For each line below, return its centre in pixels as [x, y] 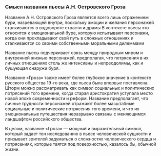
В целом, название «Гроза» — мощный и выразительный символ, [74, 129]
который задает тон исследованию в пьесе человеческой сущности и [78, 134]
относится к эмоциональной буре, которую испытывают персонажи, [77, 33]
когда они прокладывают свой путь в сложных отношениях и [69, 38]
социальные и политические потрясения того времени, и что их [72, 109]
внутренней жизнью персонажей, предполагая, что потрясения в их [77, 58]
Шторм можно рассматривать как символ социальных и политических [80, 88]
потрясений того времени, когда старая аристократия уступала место [79, 93]
